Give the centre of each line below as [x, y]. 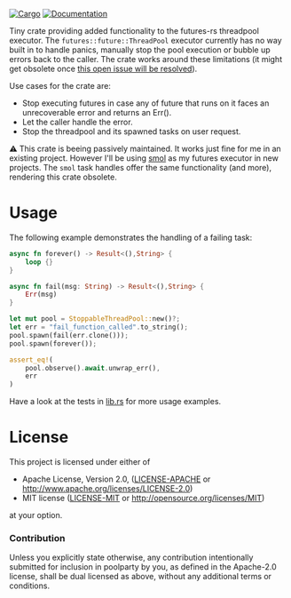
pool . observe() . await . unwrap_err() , [93, 368]
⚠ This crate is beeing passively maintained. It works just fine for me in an [145, 148]
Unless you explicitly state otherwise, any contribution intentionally [131, 558]
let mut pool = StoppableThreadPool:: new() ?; [94, 319]
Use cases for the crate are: [60, 86]
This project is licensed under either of [80, 462]
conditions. [30, 586]
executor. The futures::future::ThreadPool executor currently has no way [145, 40]
